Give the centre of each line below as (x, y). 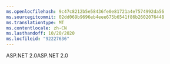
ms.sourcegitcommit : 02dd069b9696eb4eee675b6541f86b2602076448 (85, 17)
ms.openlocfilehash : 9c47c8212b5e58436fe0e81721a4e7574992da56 (85, 11)
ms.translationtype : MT (35, 22)
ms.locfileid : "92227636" (38, 39)
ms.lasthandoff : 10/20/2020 (41, 33)
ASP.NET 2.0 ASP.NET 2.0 (37, 55)
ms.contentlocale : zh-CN (36, 28)
